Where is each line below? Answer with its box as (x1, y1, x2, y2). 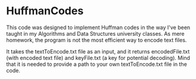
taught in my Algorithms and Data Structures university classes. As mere (6, 30, 185, 37)
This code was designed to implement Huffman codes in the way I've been (6, 24, 191, 31)
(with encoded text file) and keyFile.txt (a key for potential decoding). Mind (6, 54, 190, 61)
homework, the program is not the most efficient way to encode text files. (6, 36, 187, 43)
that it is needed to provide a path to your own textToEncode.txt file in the (6, 61, 187, 68)
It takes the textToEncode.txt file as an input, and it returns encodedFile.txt (6, 48, 190, 55)
